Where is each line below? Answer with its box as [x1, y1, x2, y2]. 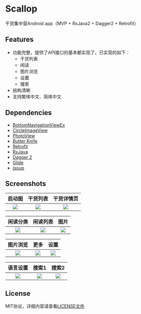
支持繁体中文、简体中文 [12, 93, 61, 99]
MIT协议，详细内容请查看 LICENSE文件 [5, 303, 85, 309]
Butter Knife [12, 138, 38, 144]
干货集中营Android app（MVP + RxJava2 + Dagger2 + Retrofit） [5, 20, 139, 26]
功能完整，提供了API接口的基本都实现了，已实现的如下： [12, 49, 130, 56]
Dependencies [5, 109, 52, 117]
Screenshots [5, 179, 46, 188]
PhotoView [12, 132, 35, 139]
